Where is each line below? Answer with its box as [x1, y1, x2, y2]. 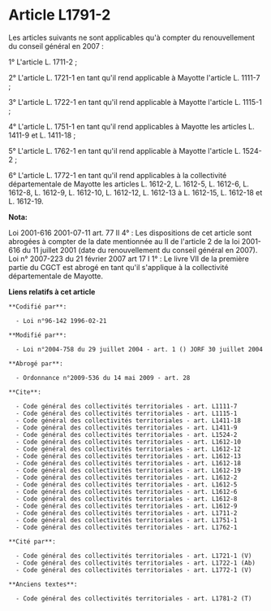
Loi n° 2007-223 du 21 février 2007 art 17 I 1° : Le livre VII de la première [8, 254, 249, 264]
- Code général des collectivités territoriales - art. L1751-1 [15, 516, 238, 524]
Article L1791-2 [8, 6, 111, 24]
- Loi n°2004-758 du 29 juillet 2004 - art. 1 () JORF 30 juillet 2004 [15, 345, 264, 353]
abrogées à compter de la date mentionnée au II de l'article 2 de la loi [8, 236, 240, 246]
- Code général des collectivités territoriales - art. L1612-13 [15, 452, 242, 460]
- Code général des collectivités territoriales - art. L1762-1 [15, 523, 238, 531]
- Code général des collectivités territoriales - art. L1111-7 [15, 402, 238, 410]
